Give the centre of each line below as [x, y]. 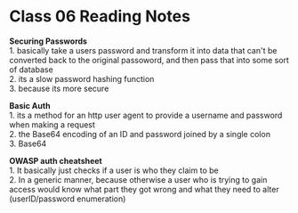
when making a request [52, 124]
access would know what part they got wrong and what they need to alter [144, 189]
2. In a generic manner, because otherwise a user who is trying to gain [138, 179]
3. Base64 [28, 143]
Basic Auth [30, 105]
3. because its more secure [59, 88]
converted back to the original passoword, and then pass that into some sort [149, 60]
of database [31, 70]
